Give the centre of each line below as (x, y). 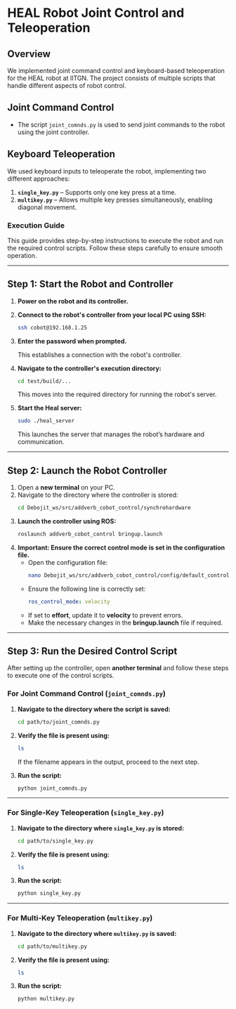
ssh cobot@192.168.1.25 (52, 327)
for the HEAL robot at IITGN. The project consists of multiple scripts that (111, 78)
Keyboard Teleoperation (61, 154)
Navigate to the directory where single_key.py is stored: (101, 828)
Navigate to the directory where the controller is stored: (98, 495)
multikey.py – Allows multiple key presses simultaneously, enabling (115, 200)
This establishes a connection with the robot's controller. (100, 354)
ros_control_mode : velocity (69, 601)
